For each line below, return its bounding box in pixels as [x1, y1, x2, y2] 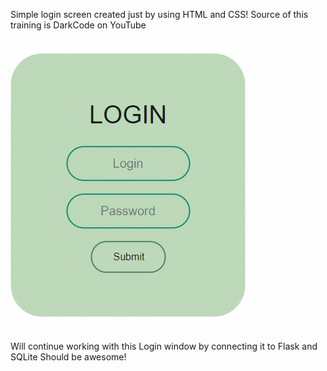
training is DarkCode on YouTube [10, 19, 147, 31]
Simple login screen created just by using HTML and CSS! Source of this [10, 9, 309, 20]
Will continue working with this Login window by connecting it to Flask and [10, 340, 318, 352]
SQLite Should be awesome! [10, 351, 127, 363]
